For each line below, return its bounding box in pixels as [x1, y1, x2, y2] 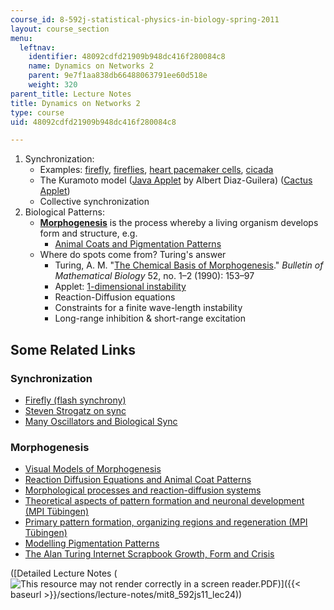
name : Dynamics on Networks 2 [28, 61, 155, 71]
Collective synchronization [39, 196, 150, 208]
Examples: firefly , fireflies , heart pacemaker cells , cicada [39, 164, 274, 176]
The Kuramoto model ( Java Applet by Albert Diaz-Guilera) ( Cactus [39, 174, 313, 186]
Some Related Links [10, 341, 136, 358]
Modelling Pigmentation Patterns [24, 537, 160, 550]
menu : [10, 33, 33, 43]
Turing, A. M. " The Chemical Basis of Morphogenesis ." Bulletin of [54, 259, 324, 271]
